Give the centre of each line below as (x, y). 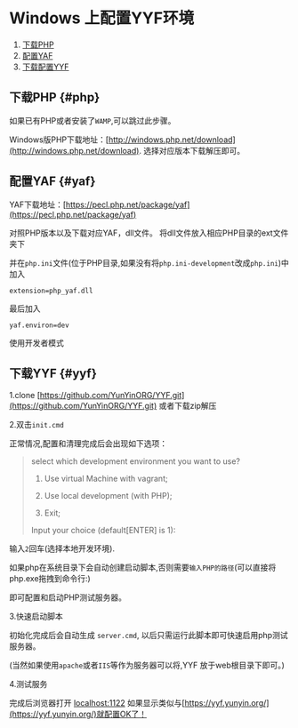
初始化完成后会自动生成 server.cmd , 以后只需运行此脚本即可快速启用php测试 (149, 636)
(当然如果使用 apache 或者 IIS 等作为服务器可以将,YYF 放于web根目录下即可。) (147, 665)
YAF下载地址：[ (38, 204)
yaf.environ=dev (39, 325)
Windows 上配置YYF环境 (101, 18)
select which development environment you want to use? (136, 461)
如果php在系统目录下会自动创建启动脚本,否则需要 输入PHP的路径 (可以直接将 (143, 568)
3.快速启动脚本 (36, 616)
